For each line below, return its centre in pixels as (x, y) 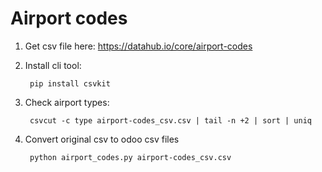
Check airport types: (67, 102)
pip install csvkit (70, 83)
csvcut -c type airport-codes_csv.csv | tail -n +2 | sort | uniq (170, 120)
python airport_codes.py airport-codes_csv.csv (130, 157)
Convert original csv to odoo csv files (102, 139)
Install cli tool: (53, 65)
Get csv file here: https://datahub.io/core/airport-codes (138, 46)
